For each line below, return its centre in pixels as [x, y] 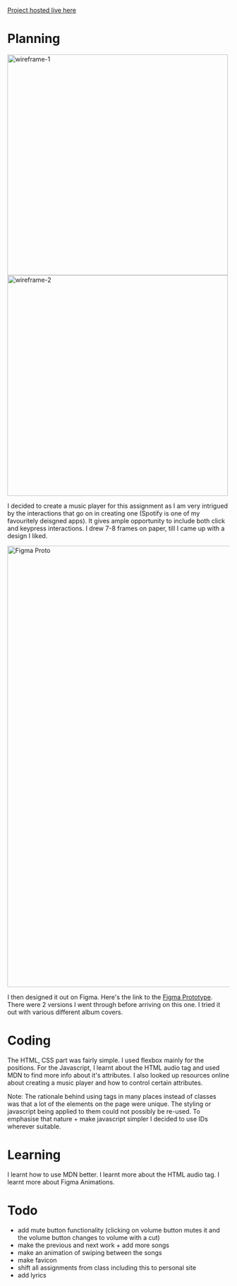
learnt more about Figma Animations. [61, 1181]
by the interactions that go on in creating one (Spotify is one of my [104, 513]
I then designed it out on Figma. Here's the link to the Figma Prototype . [110, 997]
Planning [34, 39]
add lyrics [32, 1275]
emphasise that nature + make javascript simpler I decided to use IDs [108, 1119]
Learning [34, 1155]
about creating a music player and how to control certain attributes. [105, 1083]
